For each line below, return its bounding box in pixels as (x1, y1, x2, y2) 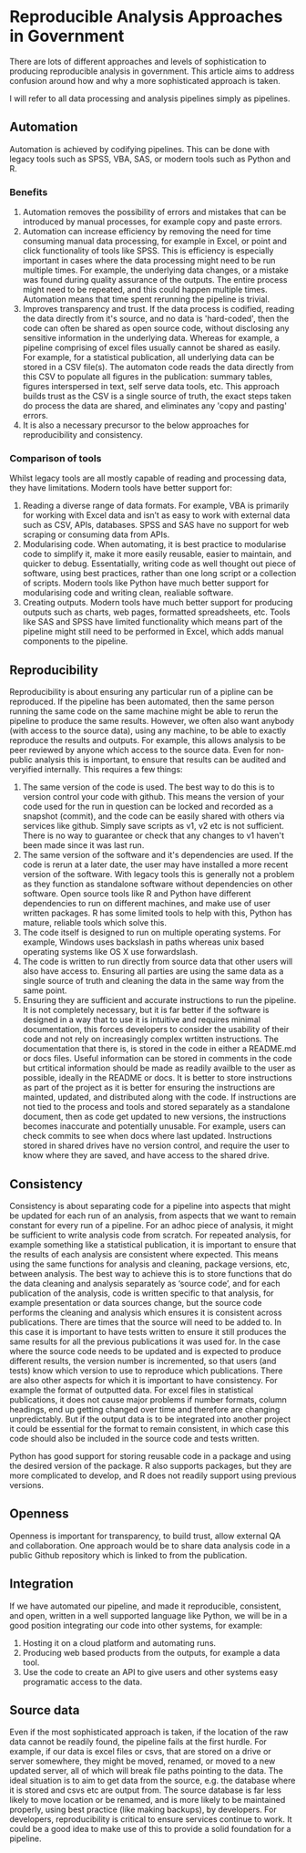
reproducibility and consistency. (22, 430, 144, 440)
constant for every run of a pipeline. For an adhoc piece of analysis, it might (9, 1219, 294, 1230)
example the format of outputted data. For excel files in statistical (9, 1384, 253, 1395)
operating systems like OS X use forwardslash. (22, 947, 199, 958)
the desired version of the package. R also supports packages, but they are (9, 1460, 292, 1471)
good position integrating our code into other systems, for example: (9, 1620, 262, 1630)
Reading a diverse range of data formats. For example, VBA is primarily (22, 500, 290, 512)
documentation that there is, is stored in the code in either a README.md (22, 1043, 297, 1054)
